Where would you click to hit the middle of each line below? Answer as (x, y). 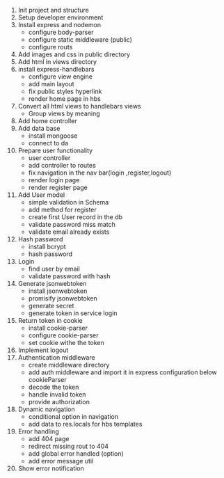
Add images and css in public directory (74, 54)
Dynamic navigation (46, 409)
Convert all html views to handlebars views (79, 106)
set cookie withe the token (66, 343)
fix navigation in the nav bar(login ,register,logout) (100, 173)
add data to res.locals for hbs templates (85, 424)
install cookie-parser (58, 328)
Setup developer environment (61, 17)
